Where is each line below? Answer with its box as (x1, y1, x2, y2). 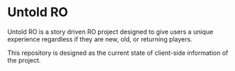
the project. (7, 56, 41, 64)
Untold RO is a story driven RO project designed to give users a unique (7, 27, 214, 36)
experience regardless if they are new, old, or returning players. (7, 34, 193, 43)
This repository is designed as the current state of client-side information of (7, 49, 229, 57)
